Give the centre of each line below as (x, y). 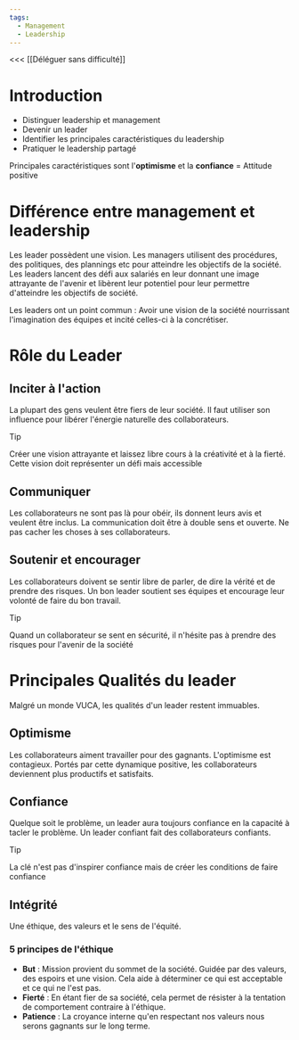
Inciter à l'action (55, 388)
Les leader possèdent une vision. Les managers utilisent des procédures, (143, 255)
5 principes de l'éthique (61, 949)
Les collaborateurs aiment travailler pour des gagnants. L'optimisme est (140, 755)
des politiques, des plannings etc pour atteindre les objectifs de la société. (145, 265)
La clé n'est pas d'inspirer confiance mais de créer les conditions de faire (144, 867)
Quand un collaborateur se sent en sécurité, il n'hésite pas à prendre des (143, 635)
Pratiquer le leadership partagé (79, 149)
